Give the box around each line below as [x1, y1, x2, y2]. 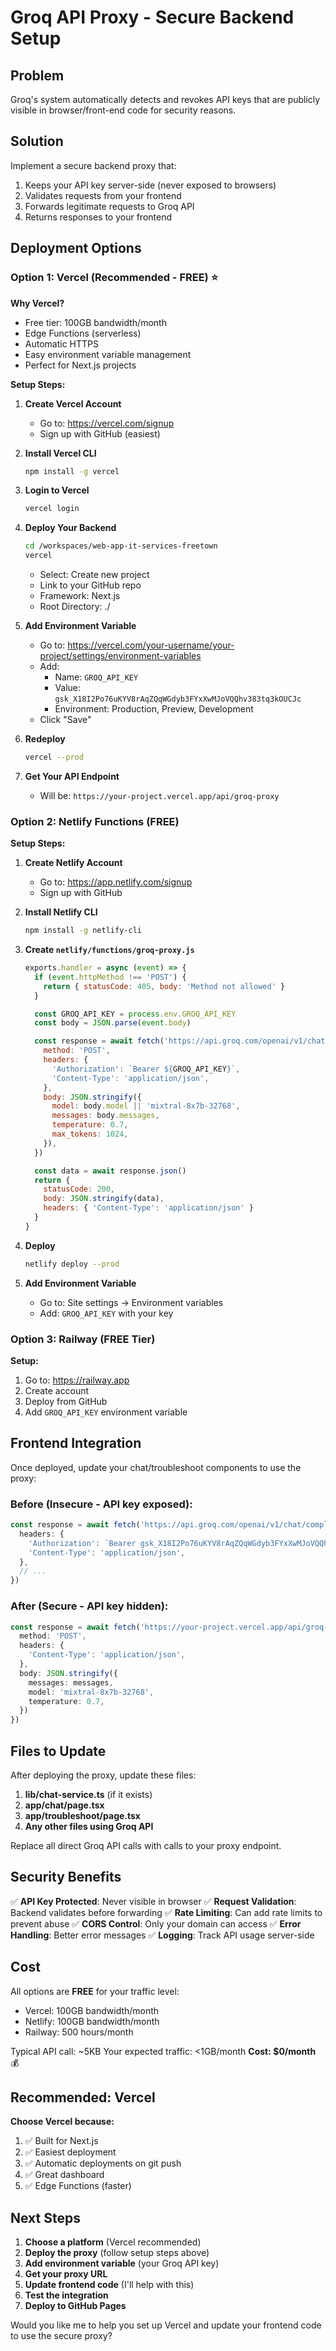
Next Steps [10, 2209, 81, 2226]
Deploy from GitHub [24, 1395, 108, 1407]
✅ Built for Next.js [24, 2135, 99, 2147]
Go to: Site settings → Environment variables [39, 1296, 224, 1308]
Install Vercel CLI [24, 447, 97, 459]
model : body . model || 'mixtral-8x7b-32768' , [51, 1101, 241, 1111]
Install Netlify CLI [24, 906, 98, 918]
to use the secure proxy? [10, 2330, 113, 2342]
